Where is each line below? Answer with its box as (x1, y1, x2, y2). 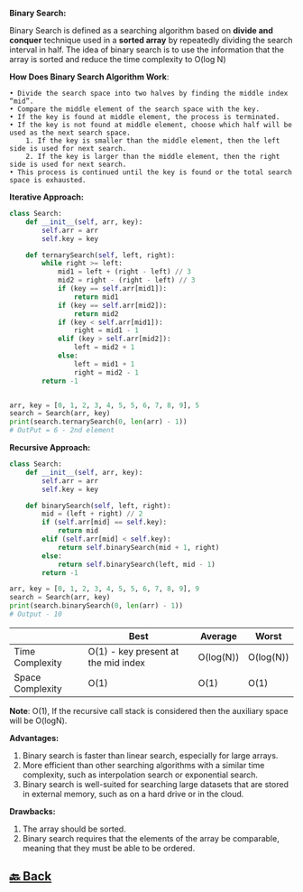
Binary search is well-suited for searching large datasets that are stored (22, 778, 289, 789)
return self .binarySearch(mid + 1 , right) (57, 543, 220, 552)
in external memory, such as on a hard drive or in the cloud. (22, 788, 244, 799)
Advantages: (9, 732, 60, 743)
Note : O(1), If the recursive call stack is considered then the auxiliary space (9, 705, 289, 716)
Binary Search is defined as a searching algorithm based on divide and (9, 25, 273, 35)
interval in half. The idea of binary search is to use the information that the (9, 44, 284, 55)
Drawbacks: (9, 805, 56, 816)
